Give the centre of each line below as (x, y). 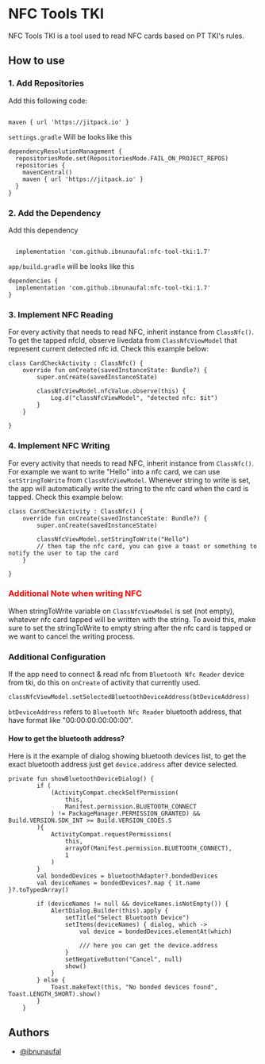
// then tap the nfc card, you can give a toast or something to (147, 546)
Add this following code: (48, 101)
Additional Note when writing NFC (75, 593)
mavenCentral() (48, 172)
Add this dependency (43, 230)
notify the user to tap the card (63, 553)
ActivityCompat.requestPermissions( (111, 835)
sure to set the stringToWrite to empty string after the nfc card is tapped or (130, 628)
